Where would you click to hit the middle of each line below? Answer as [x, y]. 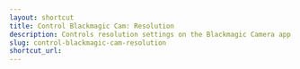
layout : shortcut [42, 17]
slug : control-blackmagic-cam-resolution [88, 43]
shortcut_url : [36, 51]
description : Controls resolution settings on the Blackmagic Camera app [150, 34]
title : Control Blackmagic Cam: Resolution [92, 26]
